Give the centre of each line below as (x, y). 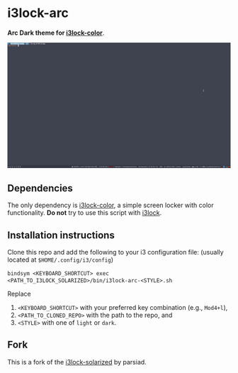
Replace (19, 294)
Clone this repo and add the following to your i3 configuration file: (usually (116, 252)
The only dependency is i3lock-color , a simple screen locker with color (110, 205)
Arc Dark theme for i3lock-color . (56, 33)
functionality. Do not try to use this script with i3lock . (84, 213)
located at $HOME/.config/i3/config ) (61, 260)
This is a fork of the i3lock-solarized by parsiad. (77, 362)
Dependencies (40, 188)
